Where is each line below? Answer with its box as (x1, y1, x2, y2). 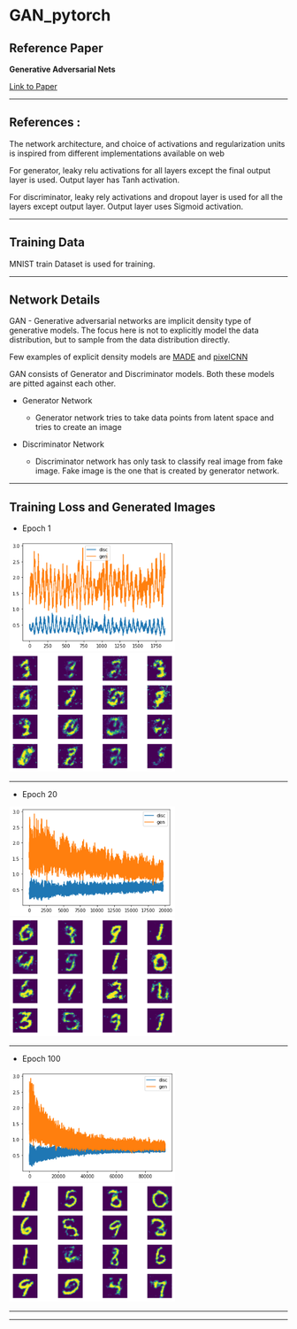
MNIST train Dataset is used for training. (9, 258, 156, 269)
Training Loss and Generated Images (9, 499, 217, 514)
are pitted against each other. (9, 378, 117, 389)
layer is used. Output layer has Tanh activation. (9, 174, 180, 185)
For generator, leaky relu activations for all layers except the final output (9, 165, 271, 175)
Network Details (9, 293, 100, 308)
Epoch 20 (21, 788, 57, 799)
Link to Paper (9, 81, 57, 91)
